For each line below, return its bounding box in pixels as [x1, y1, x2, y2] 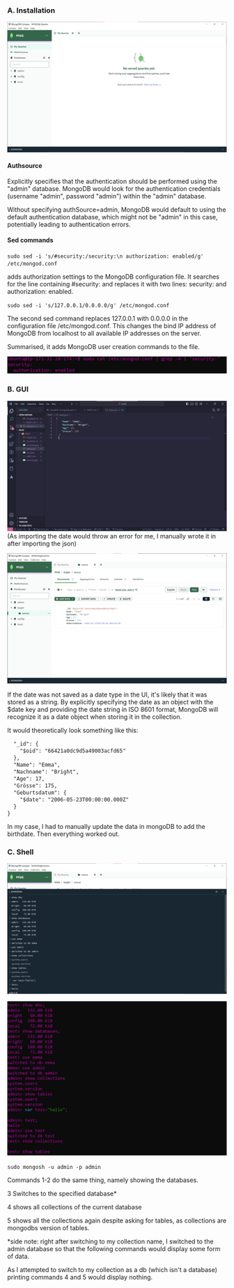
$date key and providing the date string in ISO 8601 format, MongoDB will [7, 706, 219, 714]
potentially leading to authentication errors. [7, 220, 131, 228]
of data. [7, 1252, 30, 1260]
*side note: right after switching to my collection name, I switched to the [7, 1237, 214, 1246]
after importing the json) [7, 539, 77, 548]
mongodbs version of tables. [7, 1223, 90, 1232]
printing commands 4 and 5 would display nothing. [7, 1273, 153, 1281]
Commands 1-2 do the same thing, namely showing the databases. [7, 1176, 198, 1184]
